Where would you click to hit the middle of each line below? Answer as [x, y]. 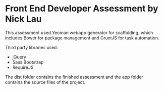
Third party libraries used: [32, 47]
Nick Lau [24, 19]
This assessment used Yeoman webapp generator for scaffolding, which [79, 32]
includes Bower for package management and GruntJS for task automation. [82, 38]
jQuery [19, 57]
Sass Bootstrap [28, 62]
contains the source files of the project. [45, 82]
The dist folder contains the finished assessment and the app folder [74, 77]
